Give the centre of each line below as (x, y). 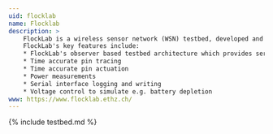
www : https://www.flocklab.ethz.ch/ (70, 99)
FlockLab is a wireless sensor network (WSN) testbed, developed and (143, 39)
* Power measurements (59, 76)
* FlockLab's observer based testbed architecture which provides (138, 54)
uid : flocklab (32, 16)
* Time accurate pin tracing (72, 62)
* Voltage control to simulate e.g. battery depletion (118, 91)
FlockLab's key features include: (81, 46)
